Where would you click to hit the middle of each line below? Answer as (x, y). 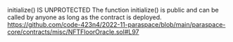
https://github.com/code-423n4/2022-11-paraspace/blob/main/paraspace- (116, 24)
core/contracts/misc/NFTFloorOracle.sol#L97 (73, 32)
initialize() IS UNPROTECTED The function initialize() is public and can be (113, 10)
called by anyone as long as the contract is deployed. (84, 17)
